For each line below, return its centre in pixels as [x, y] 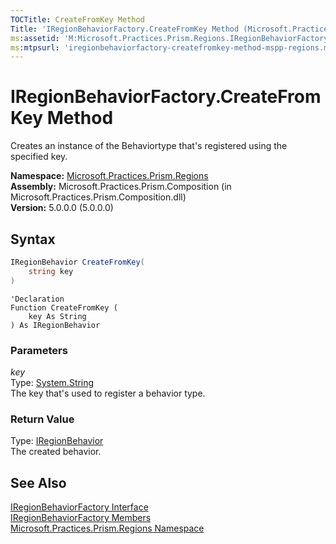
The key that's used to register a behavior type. [108, 393]
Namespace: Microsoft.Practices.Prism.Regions [109, 176]
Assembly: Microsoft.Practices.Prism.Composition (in [121, 187]
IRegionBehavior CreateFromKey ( [77, 262]
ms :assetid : [35, 38]
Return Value [42, 419]
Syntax [33, 239]
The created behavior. [56, 452]
